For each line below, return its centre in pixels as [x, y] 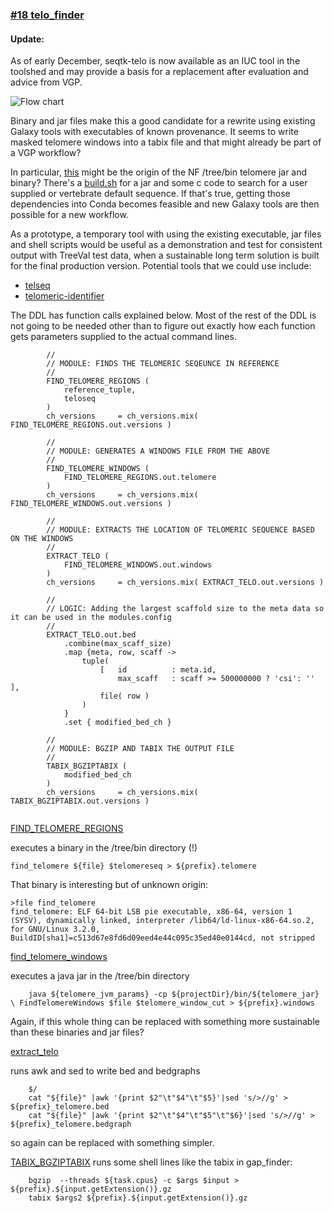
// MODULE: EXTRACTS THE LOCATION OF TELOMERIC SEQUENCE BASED [180, 530]
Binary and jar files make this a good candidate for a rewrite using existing [163, 121]
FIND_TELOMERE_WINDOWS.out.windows [138, 565]
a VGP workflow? [46, 153]
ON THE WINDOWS [42, 539]
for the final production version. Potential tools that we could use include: [161, 266]
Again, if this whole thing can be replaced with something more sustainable [165, 1022]
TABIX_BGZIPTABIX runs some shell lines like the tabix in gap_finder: [151, 1162]
